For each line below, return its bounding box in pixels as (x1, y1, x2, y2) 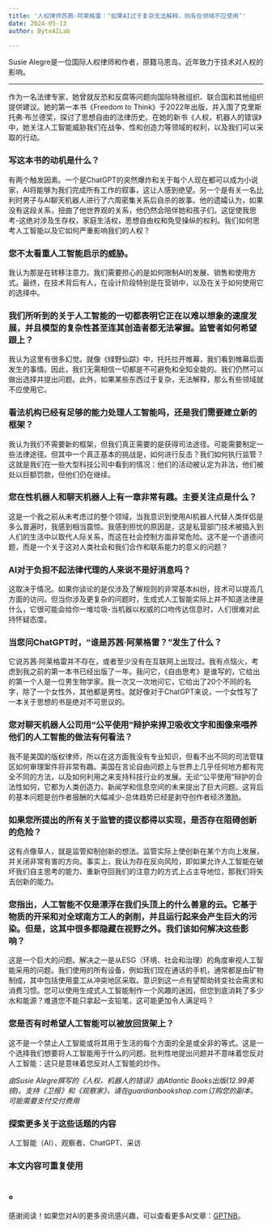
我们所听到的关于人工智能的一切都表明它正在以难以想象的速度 (8, 309, 249, 321)
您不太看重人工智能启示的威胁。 (8, 248, 134, 259)
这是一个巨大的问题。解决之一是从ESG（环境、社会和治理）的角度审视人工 (8, 955, 257, 965)
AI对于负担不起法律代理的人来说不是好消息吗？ (8, 564, 192, 575)
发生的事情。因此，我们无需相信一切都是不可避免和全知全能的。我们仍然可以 (8, 365, 264, 374)
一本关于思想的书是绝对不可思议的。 (8, 697, 130, 707)
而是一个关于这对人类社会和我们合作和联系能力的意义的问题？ (22, 542, 228, 552)
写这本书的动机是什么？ (8, 155, 100, 166)
